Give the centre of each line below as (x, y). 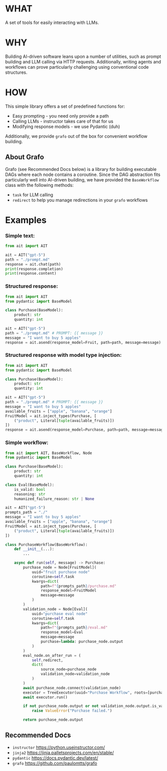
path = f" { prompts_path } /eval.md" (74, 628)
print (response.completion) (34, 269)
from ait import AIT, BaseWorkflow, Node (49, 453)
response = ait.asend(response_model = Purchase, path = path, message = (78, 430)
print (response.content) (31, 274)
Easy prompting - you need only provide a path (61, 116)
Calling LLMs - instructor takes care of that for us (63, 121)
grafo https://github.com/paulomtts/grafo (55, 763)
